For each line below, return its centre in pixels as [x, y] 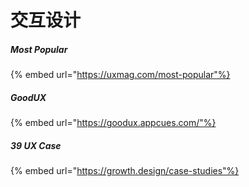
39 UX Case [36, 145]
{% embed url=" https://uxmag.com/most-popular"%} [120, 75]
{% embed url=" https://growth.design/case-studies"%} [125, 171]
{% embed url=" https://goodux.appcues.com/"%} [113, 123]
